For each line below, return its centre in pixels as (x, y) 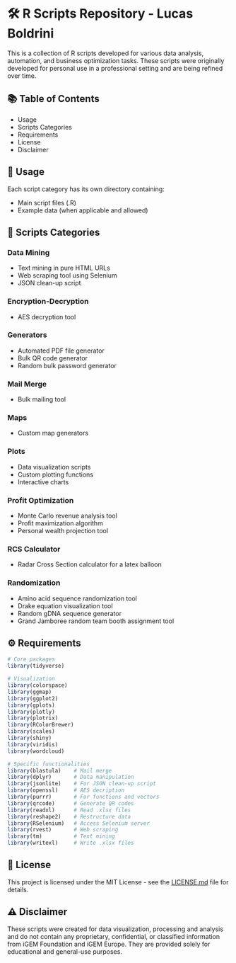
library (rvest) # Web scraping (63, 830)
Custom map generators (53, 433)
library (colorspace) (38, 685)
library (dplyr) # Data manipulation (71, 777)
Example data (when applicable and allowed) (83, 210)
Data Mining (29, 252)
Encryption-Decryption (48, 302)
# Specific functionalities (49, 764)
